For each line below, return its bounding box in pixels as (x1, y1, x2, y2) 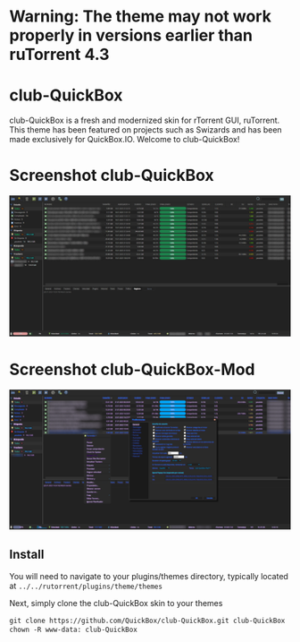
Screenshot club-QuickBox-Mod (9, 360, 255, 380)
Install (9, 547, 45, 562)
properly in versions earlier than (9, 25, 253, 46)
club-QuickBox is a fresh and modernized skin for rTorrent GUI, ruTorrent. (9, 115, 280, 126)
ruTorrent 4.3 (9, 45, 110, 64)
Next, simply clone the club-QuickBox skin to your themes (9, 597, 223, 608)
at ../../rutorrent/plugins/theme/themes (9, 580, 163, 591)
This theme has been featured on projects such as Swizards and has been (9, 124, 283, 135)
